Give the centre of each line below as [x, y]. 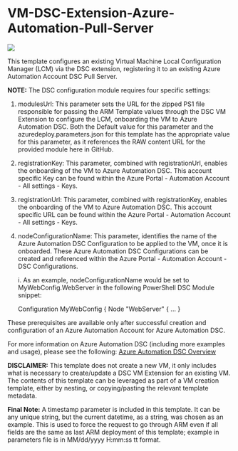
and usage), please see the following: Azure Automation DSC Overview [112, 351]
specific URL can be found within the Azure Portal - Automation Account [124, 214]
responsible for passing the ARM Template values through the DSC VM [122, 111]
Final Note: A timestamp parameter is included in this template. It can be [114, 409]
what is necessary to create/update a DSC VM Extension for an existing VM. [119, 373]
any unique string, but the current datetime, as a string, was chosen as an [115, 417]
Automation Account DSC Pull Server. [62, 76]
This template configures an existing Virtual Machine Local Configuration [114, 61]
